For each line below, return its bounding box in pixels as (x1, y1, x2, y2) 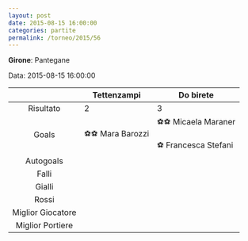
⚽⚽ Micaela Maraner (157, 117, 236, 128)
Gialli (35, 182, 54, 193)
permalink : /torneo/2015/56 (8, 33, 101, 42)
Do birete (177, 90, 214, 101)
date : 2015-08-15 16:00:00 (8, 19, 97, 27)
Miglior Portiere (15, 220, 74, 231)
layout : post (8, 11, 52, 20)
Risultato (28, 103, 61, 114)
